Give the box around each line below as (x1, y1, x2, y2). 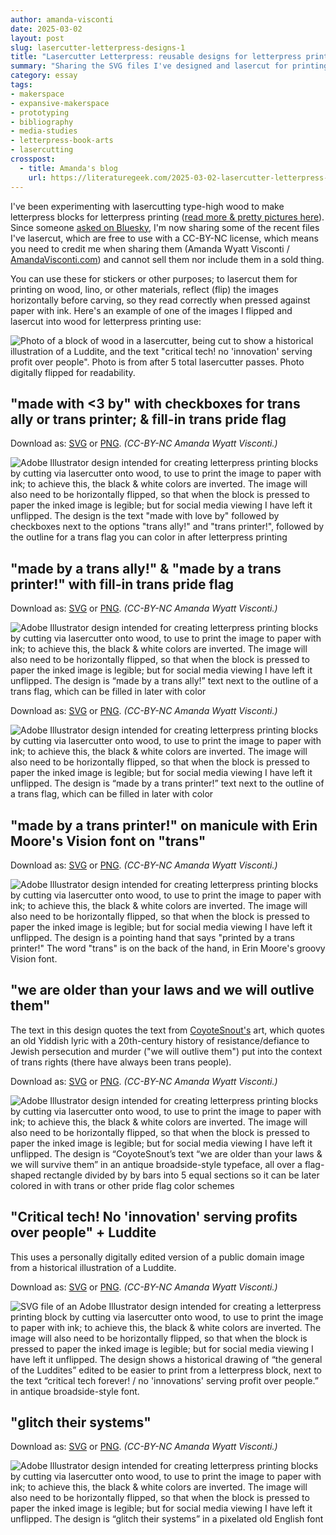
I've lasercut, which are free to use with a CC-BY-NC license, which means (10, 232, 319, 244)
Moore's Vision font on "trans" (10, 832, 207, 850)
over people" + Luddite (10, 1224, 157, 1241)
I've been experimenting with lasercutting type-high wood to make (10, 200, 285, 212)
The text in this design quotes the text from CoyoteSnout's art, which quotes (10, 1024, 325, 1036)
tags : (10, 80, 33, 90)
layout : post (10, 33, 65, 43)
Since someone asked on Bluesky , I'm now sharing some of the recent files (10, 221, 320, 233)
